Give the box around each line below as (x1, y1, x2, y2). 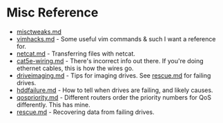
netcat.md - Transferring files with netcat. (16, 49, 136, 58)
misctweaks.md (16, 27, 61, 36)
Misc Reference (6, 5, 99, 21)
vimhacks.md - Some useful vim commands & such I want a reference (16, 34, 216, 43)
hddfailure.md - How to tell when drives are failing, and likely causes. (16, 86, 213, 94)
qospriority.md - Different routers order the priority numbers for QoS (16, 93, 212, 101)
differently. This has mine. (16, 100, 90, 109)
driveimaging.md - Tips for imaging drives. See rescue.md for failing (16, 71, 211, 80)
